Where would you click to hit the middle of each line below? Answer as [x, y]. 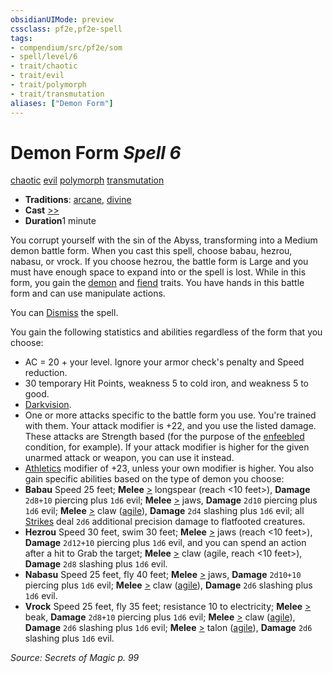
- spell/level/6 [44, 57]
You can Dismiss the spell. [64, 313]
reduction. [46, 373]
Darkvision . [48, 405]
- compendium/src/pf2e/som [66, 47]
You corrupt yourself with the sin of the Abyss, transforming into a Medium [164, 240]
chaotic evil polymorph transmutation [87, 180]
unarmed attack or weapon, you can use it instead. [129, 458]
